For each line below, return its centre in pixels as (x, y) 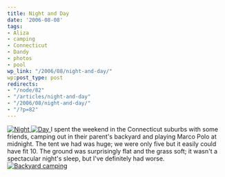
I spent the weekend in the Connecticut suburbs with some (135, 129)
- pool (17, 65)
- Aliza (18, 33)
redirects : (23, 84)
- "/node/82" (26, 90)
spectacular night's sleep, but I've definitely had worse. (86, 158)
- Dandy (18, 52)
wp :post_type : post (35, 77)
